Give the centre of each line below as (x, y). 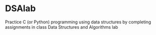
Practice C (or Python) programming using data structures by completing (78, 22)
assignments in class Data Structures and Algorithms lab (61, 27)
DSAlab (20, 9)
